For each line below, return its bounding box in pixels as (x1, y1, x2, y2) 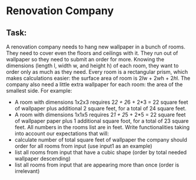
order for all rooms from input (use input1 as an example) (14, 143, 152, 149)
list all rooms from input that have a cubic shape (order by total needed (14, 149, 187, 156)
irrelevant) (14, 168, 40, 175)
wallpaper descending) (14, 155, 71, 162)
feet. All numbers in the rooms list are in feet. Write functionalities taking (14, 124, 190, 130)
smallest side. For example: (6, 87, 72, 94)
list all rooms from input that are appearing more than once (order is (14, 161, 180, 168)
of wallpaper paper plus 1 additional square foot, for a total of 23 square (14, 117, 189, 125)
